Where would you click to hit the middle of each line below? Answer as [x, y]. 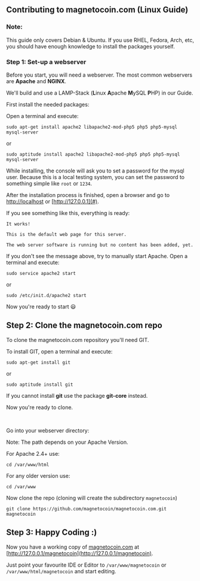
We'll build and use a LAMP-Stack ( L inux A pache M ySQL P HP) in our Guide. [100, 93]
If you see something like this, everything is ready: [68, 213]
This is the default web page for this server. [67, 234]
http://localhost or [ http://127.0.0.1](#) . [53, 201]
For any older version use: [38, 476]
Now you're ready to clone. [40, 407]
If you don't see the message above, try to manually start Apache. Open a [97, 256]
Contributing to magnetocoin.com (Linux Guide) [97, 10]
